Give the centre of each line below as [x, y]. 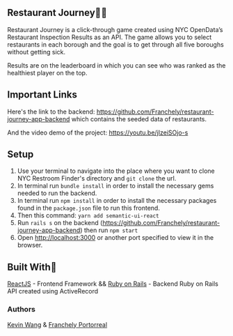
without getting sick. [37, 52]
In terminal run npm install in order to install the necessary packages [117, 201]
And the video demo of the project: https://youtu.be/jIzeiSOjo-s [98, 132]
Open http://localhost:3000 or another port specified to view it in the [115, 238]
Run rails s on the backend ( [60, 223]
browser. [30, 245]
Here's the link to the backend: [51, 112]
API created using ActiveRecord [53, 291]
